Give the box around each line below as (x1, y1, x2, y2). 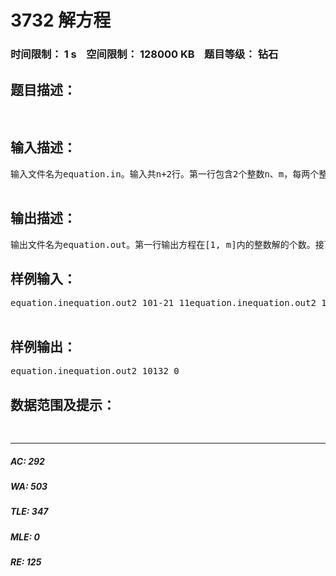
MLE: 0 (10, 531, 40, 543)
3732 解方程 (10, 9, 112, 32)
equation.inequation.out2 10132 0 (10, 366, 180, 377)
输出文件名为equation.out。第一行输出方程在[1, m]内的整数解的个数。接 (10, 239, 325, 250)
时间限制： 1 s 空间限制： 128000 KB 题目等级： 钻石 (10, 47, 279, 61)
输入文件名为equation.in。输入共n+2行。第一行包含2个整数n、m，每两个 (10, 168, 320, 180)
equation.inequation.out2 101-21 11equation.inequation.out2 (10, 297, 317, 309)
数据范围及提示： (10, 396, 116, 413)
